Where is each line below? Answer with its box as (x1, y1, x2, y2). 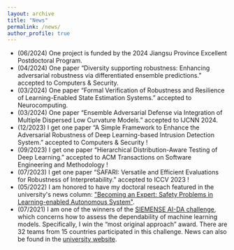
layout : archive (7, 10, 54, 18)
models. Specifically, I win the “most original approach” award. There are (17, 220, 228, 228)
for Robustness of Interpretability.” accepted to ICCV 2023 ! (17, 176, 190, 184)
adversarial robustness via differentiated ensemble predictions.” (17, 71, 202, 80)
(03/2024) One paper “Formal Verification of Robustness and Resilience (17, 86, 225, 95)
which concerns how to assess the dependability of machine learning (17, 213, 218, 221)
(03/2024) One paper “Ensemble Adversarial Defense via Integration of (17, 109, 223, 117)
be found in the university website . (17, 235, 117, 244)
